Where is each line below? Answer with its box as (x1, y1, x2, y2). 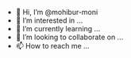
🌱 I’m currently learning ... (15, 24, 101, 33)
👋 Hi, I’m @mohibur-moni (15, 8, 98, 16)
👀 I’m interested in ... (15, 16, 83, 25)
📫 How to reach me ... (15, 42, 90, 50)
